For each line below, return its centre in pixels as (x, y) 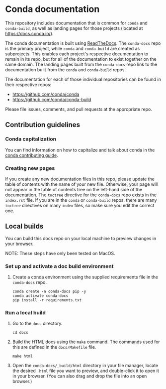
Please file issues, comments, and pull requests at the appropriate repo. (79, 109)
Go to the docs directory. (37, 324)
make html (23, 356)
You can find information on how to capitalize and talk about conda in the (80, 150)
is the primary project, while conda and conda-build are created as (73, 48)
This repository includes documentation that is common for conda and (76, 23)
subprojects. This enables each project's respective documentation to (77, 54)
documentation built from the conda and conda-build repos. (65, 69)
